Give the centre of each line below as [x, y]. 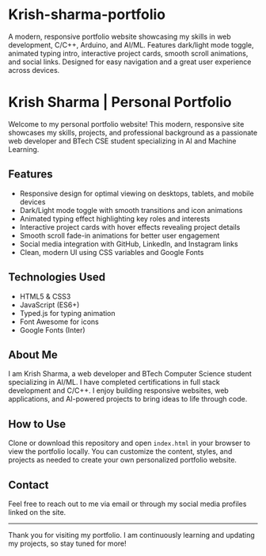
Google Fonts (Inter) [52, 329]
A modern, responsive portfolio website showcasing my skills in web [120, 36]
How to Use [37, 424]
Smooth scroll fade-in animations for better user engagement [120, 235]
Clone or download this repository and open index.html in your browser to [129, 443]
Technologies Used [57, 278]
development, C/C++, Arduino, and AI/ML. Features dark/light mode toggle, [131, 44]
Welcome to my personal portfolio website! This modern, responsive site [126, 124]
